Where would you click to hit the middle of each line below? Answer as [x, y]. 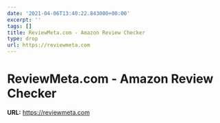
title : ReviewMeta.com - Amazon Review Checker [76, 32]
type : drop [23, 39]
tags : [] [20, 26]
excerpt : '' [24, 20]
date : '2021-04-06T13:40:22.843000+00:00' [69, 13]
